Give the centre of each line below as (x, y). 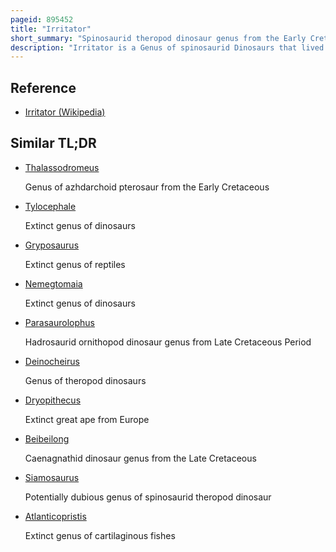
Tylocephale (50, 206)
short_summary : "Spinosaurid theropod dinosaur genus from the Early (158, 38)
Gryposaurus (52, 245)
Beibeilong (47, 438)
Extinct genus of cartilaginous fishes (100, 535)
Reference (43, 87)
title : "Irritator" (51, 29)
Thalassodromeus (62, 167)
